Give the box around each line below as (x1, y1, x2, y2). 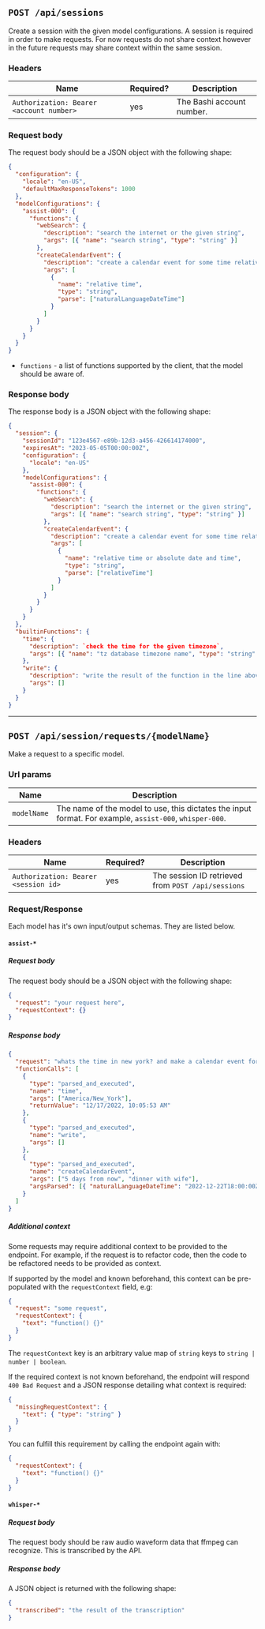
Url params (8, 769, 52, 780)
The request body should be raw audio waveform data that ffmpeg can (8, 1537, 239, 1547)
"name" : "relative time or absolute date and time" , (64, 554, 242, 562)
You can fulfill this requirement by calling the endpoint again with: (8, 1439, 221, 1449)
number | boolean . (8, 1357, 67, 1366)
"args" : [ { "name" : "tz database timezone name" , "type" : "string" (28, 650, 256, 658)
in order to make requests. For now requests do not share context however (8, 34, 251, 43)
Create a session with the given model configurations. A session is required (8, 26, 254, 36)
